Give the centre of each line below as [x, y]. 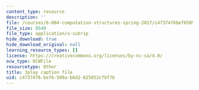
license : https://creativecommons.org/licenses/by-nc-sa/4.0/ [84, 56]
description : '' [26, 17]
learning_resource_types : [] [42, 50]
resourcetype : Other [32, 67]
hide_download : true [32, 39]
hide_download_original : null [44, 45]
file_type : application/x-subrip [47, 34]
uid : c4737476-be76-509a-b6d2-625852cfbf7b [61, 78]
